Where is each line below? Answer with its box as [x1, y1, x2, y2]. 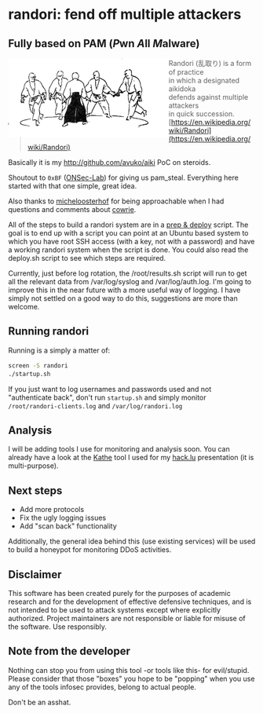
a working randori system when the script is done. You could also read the [8, 245, 249, 254]
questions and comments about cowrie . [8, 205, 137, 214]
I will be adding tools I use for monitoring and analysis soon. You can [8, 444, 230, 454]
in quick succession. [168, 109, 236, 119]
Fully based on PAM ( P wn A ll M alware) [8, 37, 200, 50]
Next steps [8, 484, 63, 497]
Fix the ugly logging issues [19, 513, 107, 523]
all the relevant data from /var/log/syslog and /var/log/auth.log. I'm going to [8, 277, 252, 286]
